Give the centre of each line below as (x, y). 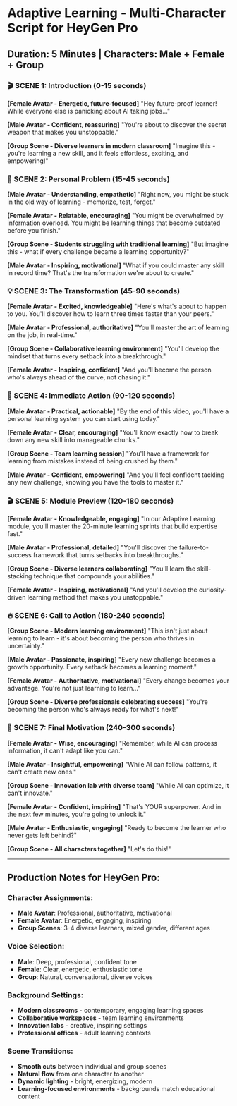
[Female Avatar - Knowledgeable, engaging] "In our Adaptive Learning (112, 519)
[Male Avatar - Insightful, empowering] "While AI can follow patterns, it (112, 764)
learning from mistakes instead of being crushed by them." (93, 461)
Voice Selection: (36, 947)
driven (17, 597)
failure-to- (194, 547)
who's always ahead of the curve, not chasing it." (79, 377)
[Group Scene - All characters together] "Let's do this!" (89, 849)
